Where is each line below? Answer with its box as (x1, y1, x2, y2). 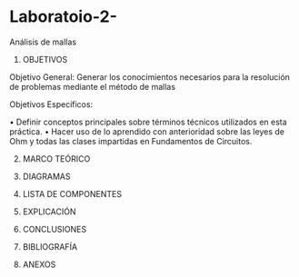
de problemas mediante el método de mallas (9, 81, 175, 92)
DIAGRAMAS (22, 171, 71, 182)
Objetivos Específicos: (9, 98, 94, 110)
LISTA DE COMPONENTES (22, 188, 123, 199)
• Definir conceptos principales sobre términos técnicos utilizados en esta (9, 116, 288, 127)
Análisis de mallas (9, 36, 77, 47)
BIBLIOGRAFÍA (22, 241, 78, 252)
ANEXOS (22, 259, 56, 270)
